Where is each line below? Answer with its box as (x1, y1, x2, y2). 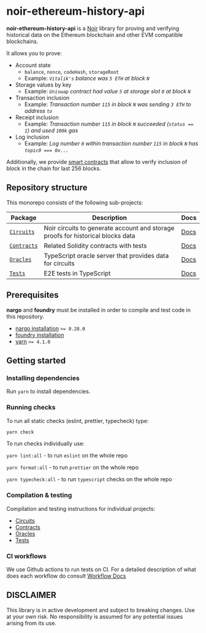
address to (24, 107, 53, 114)
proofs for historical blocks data (44, 231, 136, 240)
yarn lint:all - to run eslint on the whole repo (6, 452, 128, 459)
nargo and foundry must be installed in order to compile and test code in (6, 306, 191, 314)
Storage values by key (15, 81, 72, 88)
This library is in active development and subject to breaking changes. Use (6, 606, 195, 613)
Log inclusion (15, 133, 50, 141)
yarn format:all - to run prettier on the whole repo (6, 464, 139, 471)
